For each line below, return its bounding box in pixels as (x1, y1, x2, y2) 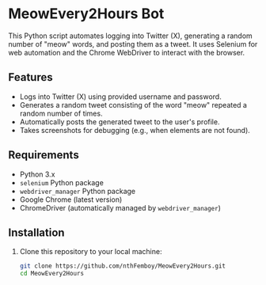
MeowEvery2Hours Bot (8, 5, 165, 23)
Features (8, 70, 53, 84)
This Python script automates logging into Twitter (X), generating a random (8, 31, 253, 40)
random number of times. (19, 108, 103, 118)
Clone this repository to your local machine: (19, 247, 162, 256)
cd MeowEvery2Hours (19, 270, 85, 278)
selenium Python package (19, 177, 104, 187)
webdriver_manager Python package (19, 186, 136, 196)
